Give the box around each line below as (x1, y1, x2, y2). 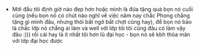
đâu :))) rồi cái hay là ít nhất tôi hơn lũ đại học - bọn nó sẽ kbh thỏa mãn (11, 31, 191, 38)
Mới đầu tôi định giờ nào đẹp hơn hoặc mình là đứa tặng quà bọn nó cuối (11, 6, 194, 12)
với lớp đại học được (11, 37, 63, 44)
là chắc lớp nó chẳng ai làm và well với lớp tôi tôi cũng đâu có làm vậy (11, 24, 186, 32)
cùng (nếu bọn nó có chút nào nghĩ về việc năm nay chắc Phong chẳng (11, 12, 191, 19)
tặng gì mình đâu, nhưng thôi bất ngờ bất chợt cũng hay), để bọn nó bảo (11, 18, 192, 25)
